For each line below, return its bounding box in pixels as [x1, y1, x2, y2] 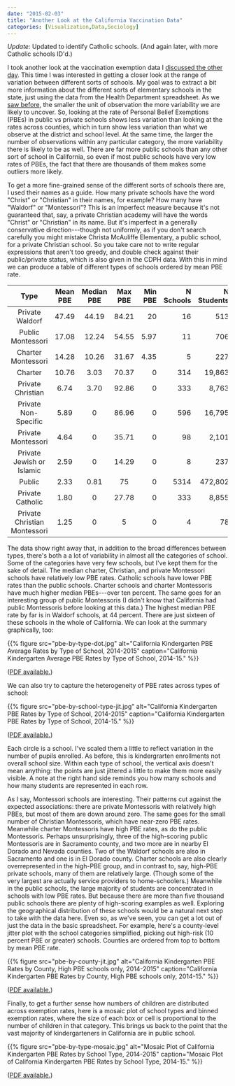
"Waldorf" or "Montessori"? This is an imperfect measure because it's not [7, 204, 220, 212]
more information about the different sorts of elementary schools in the [7, 85, 212, 94]
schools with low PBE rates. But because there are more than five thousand [7, 891, 225, 900]
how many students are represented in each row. [7, 782, 148, 790]
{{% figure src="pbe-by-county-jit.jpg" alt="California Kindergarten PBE [7, 957, 215, 966]
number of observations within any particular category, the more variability [7, 138, 223, 146]
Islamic [17, 466, 41, 476]
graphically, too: [7, 626, 54, 634]
